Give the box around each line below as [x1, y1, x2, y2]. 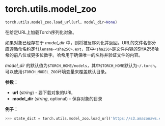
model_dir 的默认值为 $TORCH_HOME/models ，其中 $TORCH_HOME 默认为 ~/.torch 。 [5, 63, 160, 68]
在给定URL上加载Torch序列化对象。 [5, 29, 77, 35]
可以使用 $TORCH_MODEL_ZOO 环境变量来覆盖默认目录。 [5, 68, 110, 74]
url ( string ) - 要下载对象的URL [12, 90, 73, 95]
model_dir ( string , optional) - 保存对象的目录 [12, 95, 103, 101]
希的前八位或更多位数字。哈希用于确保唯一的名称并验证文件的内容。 [5, 52, 143, 58]
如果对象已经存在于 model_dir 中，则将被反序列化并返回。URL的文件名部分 [5, 39, 156, 45]
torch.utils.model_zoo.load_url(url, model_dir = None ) [5, 20, 118, 25]
